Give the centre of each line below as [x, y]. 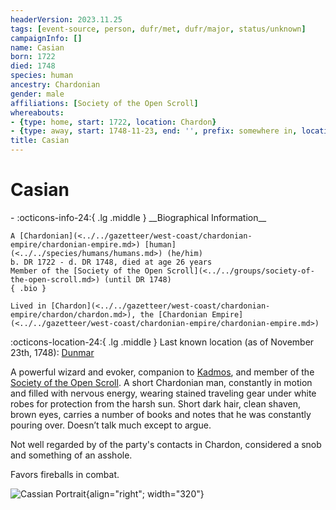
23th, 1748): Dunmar [52, 352]
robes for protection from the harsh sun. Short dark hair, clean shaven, [155, 403]
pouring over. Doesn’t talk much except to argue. [111, 425]
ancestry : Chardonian [55, 85]
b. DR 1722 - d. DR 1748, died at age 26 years [111, 262]
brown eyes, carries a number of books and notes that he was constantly [161, 414]
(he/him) [184, 253]
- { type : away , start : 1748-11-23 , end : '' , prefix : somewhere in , [154, 131]
